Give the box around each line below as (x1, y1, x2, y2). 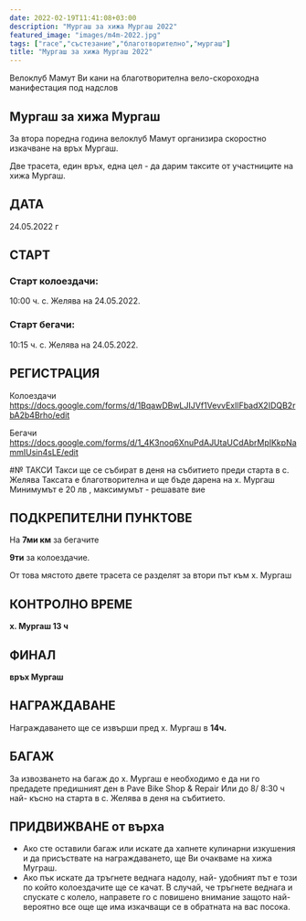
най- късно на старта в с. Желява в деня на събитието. (9, 792, 226, 803)
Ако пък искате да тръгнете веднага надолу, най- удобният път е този (22, 873, 298, 884)
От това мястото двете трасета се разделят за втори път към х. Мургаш (9, 570, 292, 581)
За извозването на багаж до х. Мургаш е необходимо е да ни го (9, 773, 260, 784)
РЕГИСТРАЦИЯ (9, 366, 100, 381)
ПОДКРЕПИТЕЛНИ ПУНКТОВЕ (9, 509, 193, 526)
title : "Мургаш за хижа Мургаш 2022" (9, 48, 153, 57)
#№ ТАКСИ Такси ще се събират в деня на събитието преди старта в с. (9, 464, 290, 476)
